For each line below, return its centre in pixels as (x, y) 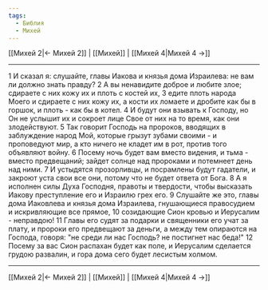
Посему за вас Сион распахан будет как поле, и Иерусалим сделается (130, 246)
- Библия (30, 23)
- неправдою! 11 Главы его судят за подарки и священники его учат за (128, 220)
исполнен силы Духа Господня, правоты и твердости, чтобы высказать (130, 187)
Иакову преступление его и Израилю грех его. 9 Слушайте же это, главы (134, 195)
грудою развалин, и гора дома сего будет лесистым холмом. (113, 254)
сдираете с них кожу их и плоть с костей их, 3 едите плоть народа (122, 93)
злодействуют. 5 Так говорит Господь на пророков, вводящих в (117, 127)
